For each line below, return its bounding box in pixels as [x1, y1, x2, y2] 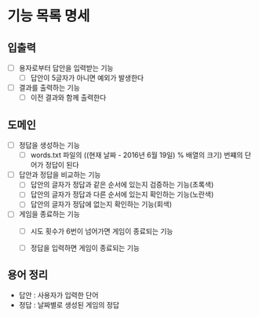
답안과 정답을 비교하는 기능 [18, 170, 101, 179]
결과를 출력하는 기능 [18, 83, 80, 93]
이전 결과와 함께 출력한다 [30, 93, 107, 102]
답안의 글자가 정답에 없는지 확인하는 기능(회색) [30, 200, 173, 209]
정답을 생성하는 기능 [18, 141, 80, 150]
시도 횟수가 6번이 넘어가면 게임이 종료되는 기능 [30, 226, 173, 236]
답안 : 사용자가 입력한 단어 [18, 290, 99, 300]
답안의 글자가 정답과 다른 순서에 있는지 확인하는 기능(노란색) [30, 190, 214, 199]
